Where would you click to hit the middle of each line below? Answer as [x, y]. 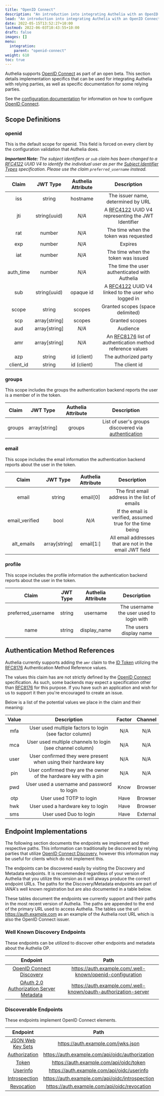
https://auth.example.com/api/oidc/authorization [99, 1055]
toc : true [15, 60]
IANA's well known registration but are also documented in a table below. [78, 889]
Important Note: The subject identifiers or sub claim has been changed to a [81, 158]
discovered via [126, 428]
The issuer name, [128, 195]
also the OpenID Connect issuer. [38, 920]
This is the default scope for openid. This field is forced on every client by [79, 144]
